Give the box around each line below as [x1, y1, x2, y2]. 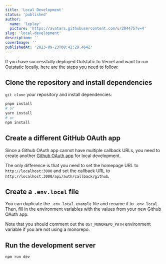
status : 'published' [5, 12, 48, 17]
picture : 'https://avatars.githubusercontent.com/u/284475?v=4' [9, 26, 146, 31]
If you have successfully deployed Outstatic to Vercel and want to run [5, 58, 148, 64]
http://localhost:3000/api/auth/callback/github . [5, 173, 110, 179]
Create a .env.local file [5, 188, 79, 196]
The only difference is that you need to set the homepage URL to [5, 162, 138, 168]
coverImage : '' [5, 40, 37, 45]
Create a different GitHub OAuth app [5, 134, 121, 143]
